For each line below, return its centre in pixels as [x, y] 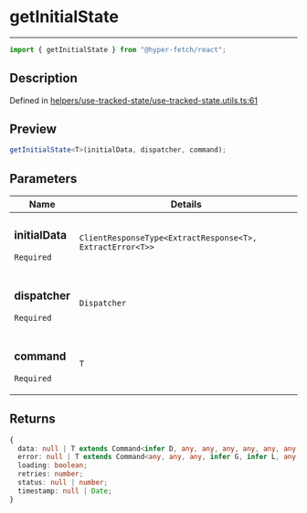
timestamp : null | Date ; [65, 491]
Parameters [43, 179]
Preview [33, 129]
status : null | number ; [63, 483]
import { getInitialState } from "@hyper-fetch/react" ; [118, 49]
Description [43, 78]
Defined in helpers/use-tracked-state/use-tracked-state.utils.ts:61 [134, 100]
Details [186, 205]
